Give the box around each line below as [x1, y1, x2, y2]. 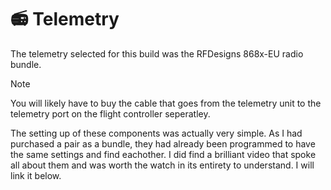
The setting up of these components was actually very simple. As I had [10, 127, 303, 139]
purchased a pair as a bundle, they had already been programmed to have [10, 137, 316, 150]
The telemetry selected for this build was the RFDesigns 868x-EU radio [10, 47, 304, 60]
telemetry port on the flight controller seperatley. [10, 107, 211, 120]
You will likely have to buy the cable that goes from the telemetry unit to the [10, 97, 322, 109]
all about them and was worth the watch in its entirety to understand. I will [10, 159, 315, 171]
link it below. [10, 169, 62, 181]
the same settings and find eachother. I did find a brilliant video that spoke [10, 148, 317, 160]
